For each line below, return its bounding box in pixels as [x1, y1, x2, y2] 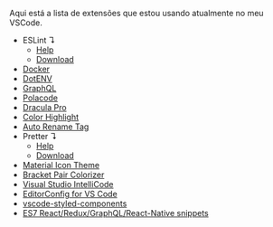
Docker [22, 63, 51, 74]
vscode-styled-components [22, 198, 127, 209]
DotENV [22, 73, 52, 84]
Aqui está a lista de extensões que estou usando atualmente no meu [9, 8, 264, 18]
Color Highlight [22, 112, 80, 122]
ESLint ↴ [22, 35, 56, 45]
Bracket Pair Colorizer [22, 169, 105, 180]
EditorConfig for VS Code [22, 189, 118, 199]
